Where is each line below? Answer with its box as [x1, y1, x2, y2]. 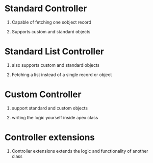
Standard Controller [4, 3, 87, 14]
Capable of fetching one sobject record [11, 19, 92, 25]
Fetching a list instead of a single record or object [11, 72, 112, 78]
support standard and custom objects [11, 105, 88, 111]
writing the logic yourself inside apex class [11, 114, 99, 120]
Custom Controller [4, 89, 81, 100]
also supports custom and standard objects [11, 62, 100, 68]
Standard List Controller [4, 46, 104, 57]
